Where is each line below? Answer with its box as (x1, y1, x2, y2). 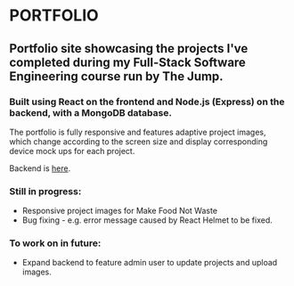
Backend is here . (9, 162, 71, 174)
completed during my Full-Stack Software (9, 54, 247, 69)
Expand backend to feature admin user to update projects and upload (21, 257, 278, 268)
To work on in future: (9, 237, 102, 249)
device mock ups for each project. (9, 145, 135, 156)
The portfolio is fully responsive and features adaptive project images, (9, 127, 266, 137)
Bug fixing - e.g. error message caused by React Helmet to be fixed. (21, 215, 274, 225)
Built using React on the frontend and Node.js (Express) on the (9, 95, 285, 108)
